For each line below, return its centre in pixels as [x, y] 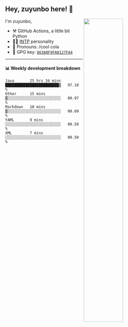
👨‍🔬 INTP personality [33, 41]
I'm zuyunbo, [19, 21]
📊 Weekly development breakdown [43, 68]
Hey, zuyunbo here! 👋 [39, 9]
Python [20, 36]
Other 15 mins [25, 94]
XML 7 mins [24, 133]
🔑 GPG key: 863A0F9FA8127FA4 [43, 52]
